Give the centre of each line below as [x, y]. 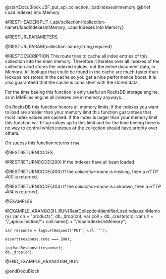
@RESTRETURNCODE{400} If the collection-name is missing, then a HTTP [82, 171]
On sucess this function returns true [42, 143]
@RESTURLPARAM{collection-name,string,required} [59, 46]
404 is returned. [22, 192]
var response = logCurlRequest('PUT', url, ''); [56, 230]
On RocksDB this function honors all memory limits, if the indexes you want [82, 107]
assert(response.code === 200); [38, 239]
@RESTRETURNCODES [29, 152]
